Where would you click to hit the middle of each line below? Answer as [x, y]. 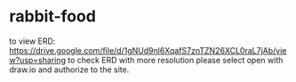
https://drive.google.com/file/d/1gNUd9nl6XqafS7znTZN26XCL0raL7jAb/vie [148, 50]
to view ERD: [32, 41]
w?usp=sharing [38, 60]
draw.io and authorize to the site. [69, 70]
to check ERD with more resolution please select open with [176, 60]
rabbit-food [52, 16]
